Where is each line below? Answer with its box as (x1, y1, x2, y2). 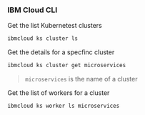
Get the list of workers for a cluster (7, 89, 110, 97)
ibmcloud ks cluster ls (7, 35, 79, 42)
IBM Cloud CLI (7, 5, 58, 15)
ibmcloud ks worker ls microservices (7, 102, 120, 110)
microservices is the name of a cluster (24, 75, 138, 84)
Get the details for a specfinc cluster (7, 48, 115, 56)
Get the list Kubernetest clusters (7, 21, 102, 30)
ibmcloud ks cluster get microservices (7, 62, 126, 69)
